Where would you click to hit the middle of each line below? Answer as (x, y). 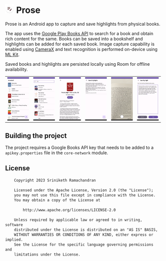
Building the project (36, 136)
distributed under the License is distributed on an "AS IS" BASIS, (86, 230)
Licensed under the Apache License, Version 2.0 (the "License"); (84, 190)
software (14, 225)
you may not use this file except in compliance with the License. (85, 195)
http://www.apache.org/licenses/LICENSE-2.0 (69, 210)
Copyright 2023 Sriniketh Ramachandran (55, 180)
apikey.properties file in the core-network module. (57, 153)
